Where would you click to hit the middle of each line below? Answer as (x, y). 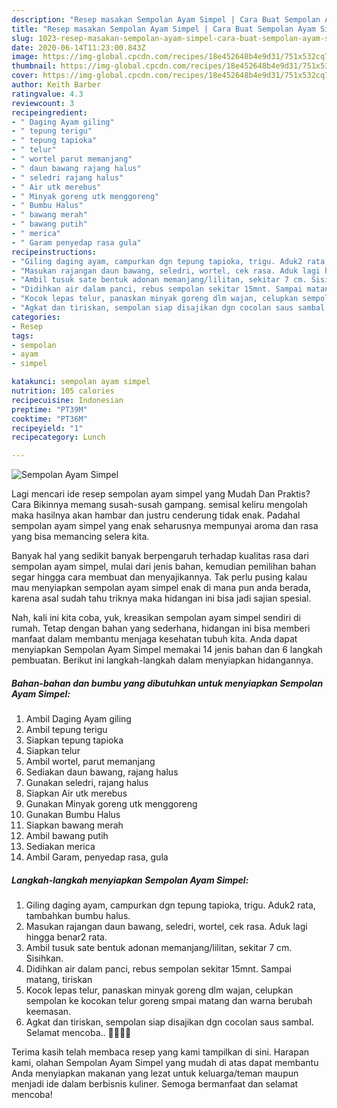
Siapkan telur (53, 751)
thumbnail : (34, 66)
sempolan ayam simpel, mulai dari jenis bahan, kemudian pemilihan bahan (164, 567)
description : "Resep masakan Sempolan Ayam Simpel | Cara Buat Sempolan (166, 19)
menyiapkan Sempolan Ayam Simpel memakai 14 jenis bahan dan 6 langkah (167, 650)
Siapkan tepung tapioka (74, 740)
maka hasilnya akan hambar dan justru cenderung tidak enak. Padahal (156, 515)
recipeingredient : (49, 112)
